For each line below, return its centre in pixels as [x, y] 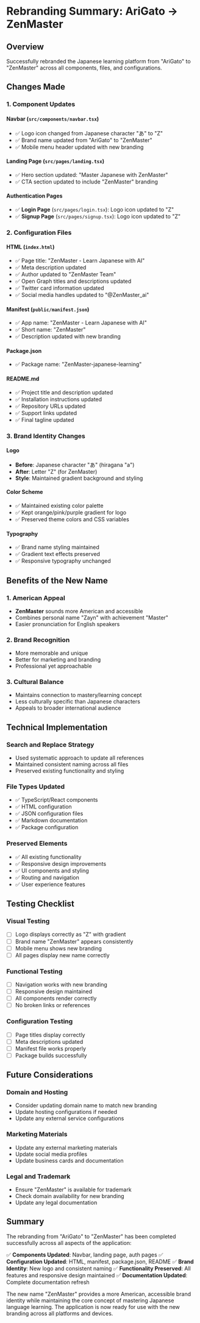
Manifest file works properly [51, 1048]
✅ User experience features [50, 884]
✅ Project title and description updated [64, 392]
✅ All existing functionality [48, 857]
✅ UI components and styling [52, 871]
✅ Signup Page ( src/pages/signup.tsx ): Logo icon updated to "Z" [98, 216]
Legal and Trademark [38, 1176]
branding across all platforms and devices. [60, 1313]
